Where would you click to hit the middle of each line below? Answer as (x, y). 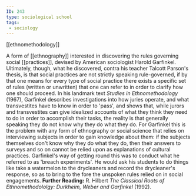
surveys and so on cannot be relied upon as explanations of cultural (88, 150)
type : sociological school (39, 17)
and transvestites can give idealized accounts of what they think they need (97, 112)
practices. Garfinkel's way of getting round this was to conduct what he (93, 156)
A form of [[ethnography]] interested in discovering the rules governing (92, 56)
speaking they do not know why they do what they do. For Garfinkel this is (96, 124)
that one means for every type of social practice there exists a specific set (96, 81)
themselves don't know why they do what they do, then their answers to (94, 143)
